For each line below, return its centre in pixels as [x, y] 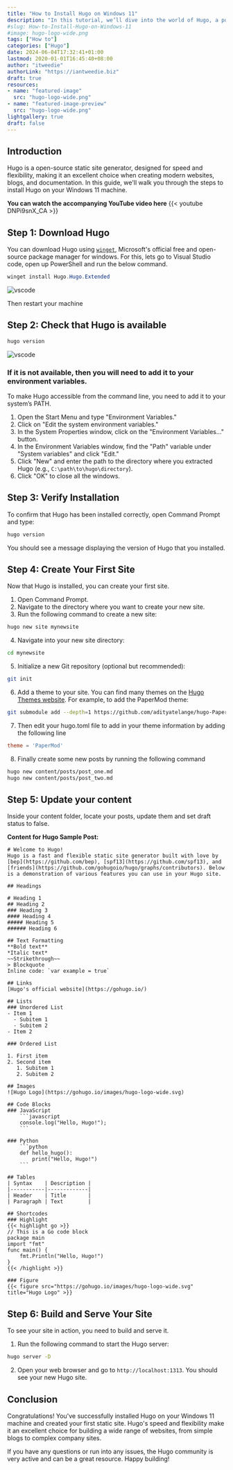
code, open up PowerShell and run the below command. [87, 264]
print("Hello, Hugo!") [65, 1159]
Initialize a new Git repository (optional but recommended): [101, 666]
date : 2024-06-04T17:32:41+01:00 [55, 53]
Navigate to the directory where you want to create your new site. [111, 607]
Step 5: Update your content [69, 799]
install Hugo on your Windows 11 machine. [67, 190]
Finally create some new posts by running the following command [111, 759]
